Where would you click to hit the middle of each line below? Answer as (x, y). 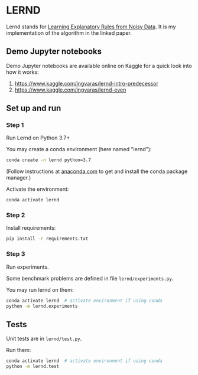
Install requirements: (31, 228)
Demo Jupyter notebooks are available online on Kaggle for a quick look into (99, 66)
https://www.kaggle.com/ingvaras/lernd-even (70, 90)
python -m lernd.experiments (42, 306)
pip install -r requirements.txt (47, 239)
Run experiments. (27, 267)
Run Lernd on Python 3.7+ (38, 138)
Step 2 (16, 215)
